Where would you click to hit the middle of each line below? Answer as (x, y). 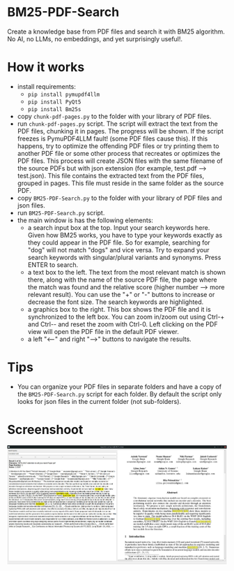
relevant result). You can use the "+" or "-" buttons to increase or (121, 294)
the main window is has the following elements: (85, 220)
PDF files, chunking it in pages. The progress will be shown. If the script (120, 131)
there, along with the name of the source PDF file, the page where (122, 280)
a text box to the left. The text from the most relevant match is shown (127, 272)
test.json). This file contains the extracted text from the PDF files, (111, 175)
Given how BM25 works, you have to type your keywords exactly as (125, 235)
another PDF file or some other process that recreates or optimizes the (119, 153)
